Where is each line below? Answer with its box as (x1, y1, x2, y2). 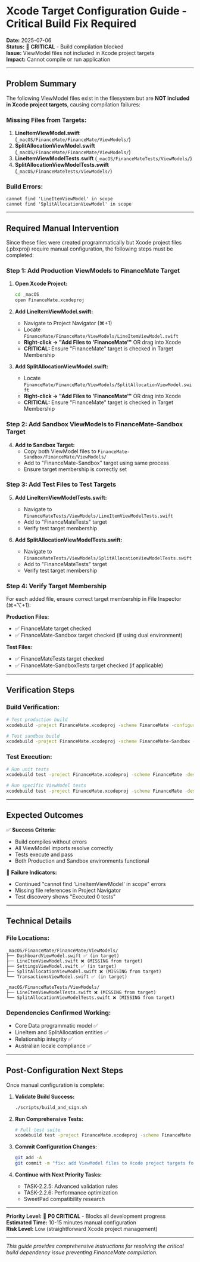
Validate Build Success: (14, 1093, 75, 1100)
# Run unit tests (6, 766, 49, 772)
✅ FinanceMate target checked (14, 625, 92, 632)
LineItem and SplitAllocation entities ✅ (14, 1028, 109, 1035)
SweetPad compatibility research (23, 1196, 105, 1203)
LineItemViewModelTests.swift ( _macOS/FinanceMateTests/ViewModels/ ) (14, 155, 192, 162)
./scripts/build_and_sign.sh (14, 1104, 87, 1110)
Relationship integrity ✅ (14, 1035, 73, 1043)
